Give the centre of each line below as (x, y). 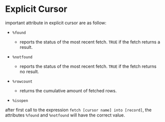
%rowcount (22, 81)
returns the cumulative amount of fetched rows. (68, 90)
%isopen (20, 101)
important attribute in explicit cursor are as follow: (56, 23)
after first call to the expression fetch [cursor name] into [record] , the (78, 110)
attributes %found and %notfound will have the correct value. (65, 115)
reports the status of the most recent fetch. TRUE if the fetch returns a (90, 42)
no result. (29, 71)
